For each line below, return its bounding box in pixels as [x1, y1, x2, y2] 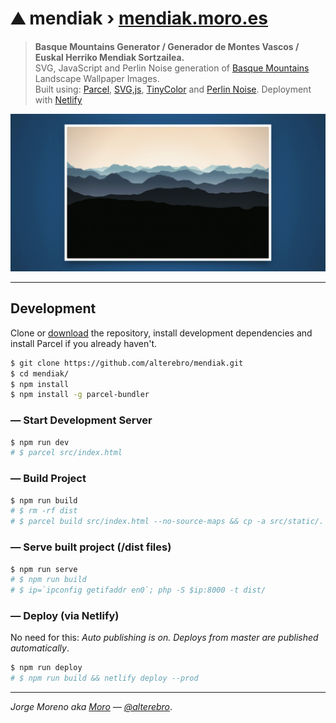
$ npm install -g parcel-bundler [10, 390, 150, 400]
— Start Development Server [10, 413, 153, 427]
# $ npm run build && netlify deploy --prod [10, 673, 199, 684]
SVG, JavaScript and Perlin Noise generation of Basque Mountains [34, 62, 310, 74]
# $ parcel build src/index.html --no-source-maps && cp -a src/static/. [10, 517, 325, 527]
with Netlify [34, 93, 83, 106]
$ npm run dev [10, 437, 70, 447]
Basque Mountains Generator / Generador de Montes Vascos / [34, 40, 300, 52]
